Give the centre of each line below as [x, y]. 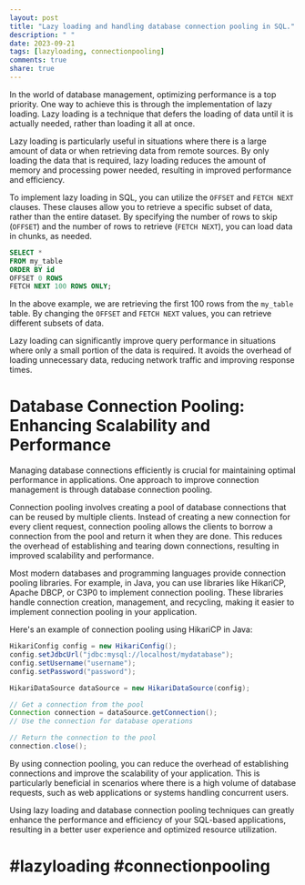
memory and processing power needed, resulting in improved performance [151, 170]
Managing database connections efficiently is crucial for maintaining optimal [152, 470]
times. [21, 370]
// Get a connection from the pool [77, 704]
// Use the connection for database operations [102, 721]
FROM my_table [36, 261]
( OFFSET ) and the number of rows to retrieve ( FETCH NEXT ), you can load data [151, 226]
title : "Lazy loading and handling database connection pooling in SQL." [152, 26]
